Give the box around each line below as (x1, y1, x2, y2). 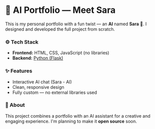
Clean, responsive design (12, 84, 64, 90)
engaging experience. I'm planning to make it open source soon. (5, 118, 137, 124)
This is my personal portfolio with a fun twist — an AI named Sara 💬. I (5, 21, 147, 27)
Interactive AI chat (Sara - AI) (12, 79, 72, 85)
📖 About (5, 102, 25, 109)
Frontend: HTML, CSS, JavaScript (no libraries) (12, 50, 109, 56)
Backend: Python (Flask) (12, 55, 63, 61)
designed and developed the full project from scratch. (5, 26, 115, 32)
